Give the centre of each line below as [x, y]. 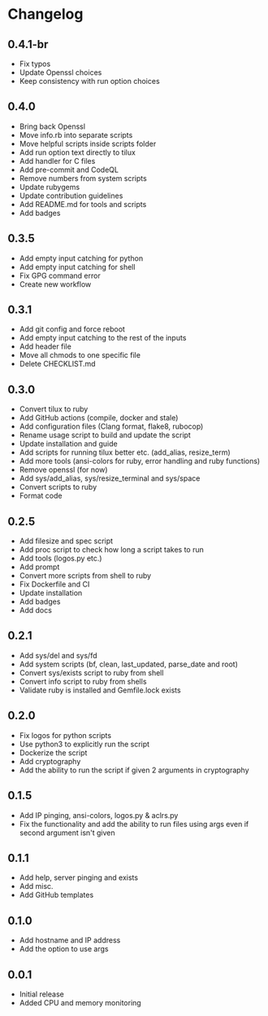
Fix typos [35, 64]
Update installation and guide [69, 444]
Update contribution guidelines [71, 196]
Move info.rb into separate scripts [76, 134]
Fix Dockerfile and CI [54, 584]
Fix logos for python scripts [65, 735]
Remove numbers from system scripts [83, 178]
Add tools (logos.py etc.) [61, 558]
